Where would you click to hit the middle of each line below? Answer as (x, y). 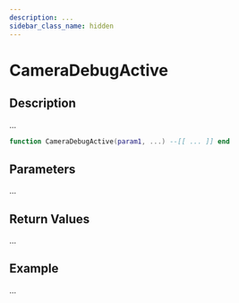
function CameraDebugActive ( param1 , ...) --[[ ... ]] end (119, 141)
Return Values (50, 219)
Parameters (43, 169)
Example (34, 268)
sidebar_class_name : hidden (62, 26)
